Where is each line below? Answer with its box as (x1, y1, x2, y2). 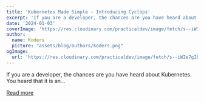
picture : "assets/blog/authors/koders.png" (12, 43, 123, 49)
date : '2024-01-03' (6, 20, 56, 26)
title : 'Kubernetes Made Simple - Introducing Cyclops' (6, 8, 151, 15)
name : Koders (12, 37, 45, 43)
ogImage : (6, 49, 29, 55)
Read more (6, 89, 34, 96)
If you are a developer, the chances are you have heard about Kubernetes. (6, 70, 192, 78)
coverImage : (6, 25, 36, 32)
